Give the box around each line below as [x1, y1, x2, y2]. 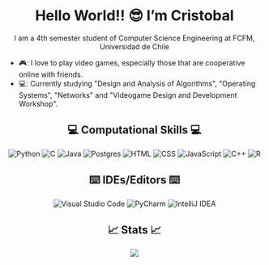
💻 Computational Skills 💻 [67, 124, 202, 137]
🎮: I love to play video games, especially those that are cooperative [18, 57, 246, 67]
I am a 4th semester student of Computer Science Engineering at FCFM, [14, 33, 255, 43]
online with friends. [18, 69, 83, 79]
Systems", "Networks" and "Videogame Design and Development [18, 90, 237, 99]
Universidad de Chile [99, 41, 170, 51]
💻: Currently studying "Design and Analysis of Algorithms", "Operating [18, 78, 256, 88]
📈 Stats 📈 [107, 223, 162, 237]
